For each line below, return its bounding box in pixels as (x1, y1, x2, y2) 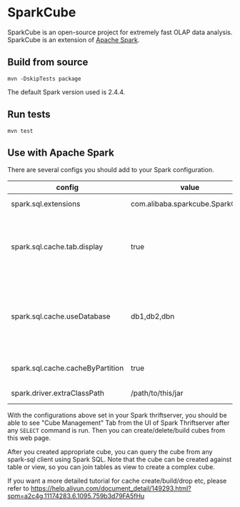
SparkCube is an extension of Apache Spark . (7, 35, 140, 44)
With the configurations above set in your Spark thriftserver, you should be (7, 411, 227, 420)
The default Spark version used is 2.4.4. (7, 87, 126, 96)
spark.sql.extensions (11, 199, 81, 209)
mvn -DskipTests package (7, 75, 81, 82)
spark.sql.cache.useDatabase (11, 311, 111, 321)
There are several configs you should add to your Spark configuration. (7, 166, 214, 174)
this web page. (7, 433, 51, 443)
